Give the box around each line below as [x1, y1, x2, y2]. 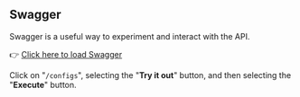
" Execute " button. [9, 79, 77, 90]
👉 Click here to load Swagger [9, 48, 123, 59]
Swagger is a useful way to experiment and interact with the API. [9, 31, 250, 41]
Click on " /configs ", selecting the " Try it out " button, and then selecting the [9, 69, 292, 80]
